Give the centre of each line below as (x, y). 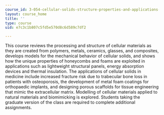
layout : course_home (26, 14)
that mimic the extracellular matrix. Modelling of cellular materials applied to (81, 92)
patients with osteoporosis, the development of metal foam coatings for (77, 82)
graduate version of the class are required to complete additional (70, 102)
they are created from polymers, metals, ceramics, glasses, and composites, (82, 51)
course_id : (16, 9)
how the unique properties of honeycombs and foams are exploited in (75, 61)
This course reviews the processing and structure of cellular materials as (78, 46)
